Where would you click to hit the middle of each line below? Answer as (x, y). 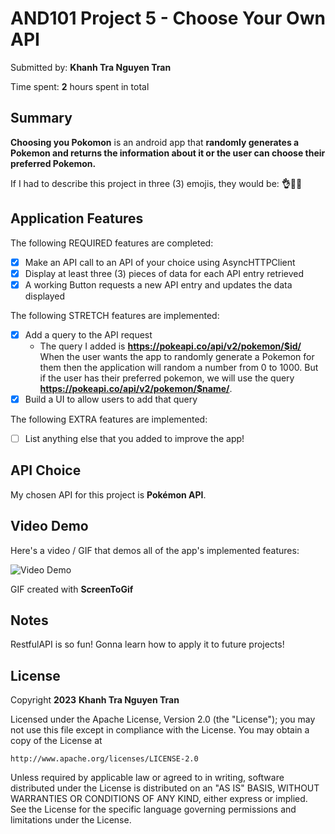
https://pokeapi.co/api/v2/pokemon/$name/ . (136, 388)
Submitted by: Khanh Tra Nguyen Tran (91, 67)
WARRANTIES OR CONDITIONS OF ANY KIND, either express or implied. (159, 799)
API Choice (46, 470)
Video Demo (49, 526)
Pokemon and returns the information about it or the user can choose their (168, 153)
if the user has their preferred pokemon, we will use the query (167, 378)
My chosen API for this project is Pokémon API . (108, 494)
